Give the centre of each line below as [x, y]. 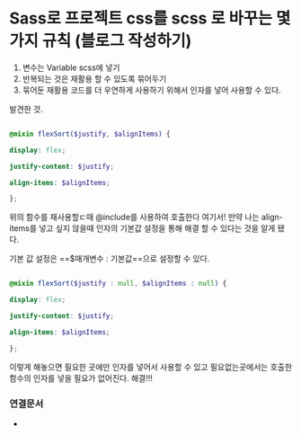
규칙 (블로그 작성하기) [117, 41]
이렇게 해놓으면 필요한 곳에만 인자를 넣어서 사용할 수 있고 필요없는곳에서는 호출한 [151, 367]
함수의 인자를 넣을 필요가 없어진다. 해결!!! [81, 377]
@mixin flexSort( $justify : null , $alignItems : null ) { [118, 284]
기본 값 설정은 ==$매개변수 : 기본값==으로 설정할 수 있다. [110, 259]
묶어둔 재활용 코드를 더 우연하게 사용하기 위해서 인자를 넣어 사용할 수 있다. [151, 90]
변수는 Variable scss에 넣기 [71, 67]
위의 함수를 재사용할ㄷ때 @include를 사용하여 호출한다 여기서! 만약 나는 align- [146, 217]
